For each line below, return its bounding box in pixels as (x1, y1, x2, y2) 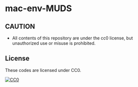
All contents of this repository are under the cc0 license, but (12, 35, 133, 41)
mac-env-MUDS (5, 3, 72, 14)
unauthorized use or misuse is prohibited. (12, 40, 96, 46)
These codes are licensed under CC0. (5, 67, 81, 73)
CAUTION (5, 22, 35, 31)
